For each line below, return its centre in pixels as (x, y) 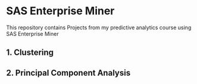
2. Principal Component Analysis (68, 73)
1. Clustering (30, 53)
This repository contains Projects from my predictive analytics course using (99, 27)
